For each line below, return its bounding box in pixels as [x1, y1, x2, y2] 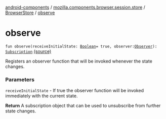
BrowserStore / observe [5, 10, 55, 16]
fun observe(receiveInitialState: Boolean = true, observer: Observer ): [5, 44, 157, 49]
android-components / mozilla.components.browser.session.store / [5, 5, 146, 10]
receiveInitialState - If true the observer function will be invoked [5, 88, 144, 94]
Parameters [5, 76, 34, 83]
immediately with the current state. [5, 93, 78, 99]
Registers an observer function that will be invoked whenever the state [5, 58, 153, 64]
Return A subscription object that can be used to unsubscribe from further [5, 103, 161, 109]
